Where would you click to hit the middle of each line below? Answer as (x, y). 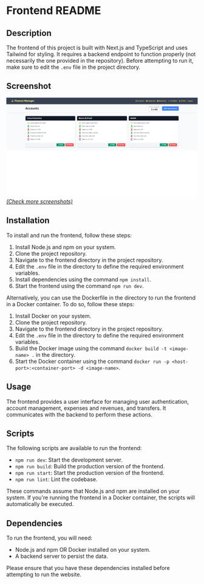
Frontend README (54, 11)
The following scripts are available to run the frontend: (74, 448)
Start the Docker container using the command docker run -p (92, 361)
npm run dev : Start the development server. (69, 460)
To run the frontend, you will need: (49, 538)
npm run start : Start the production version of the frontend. (90, 473)
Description (29, 33)
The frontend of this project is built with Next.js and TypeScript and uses (97, 47)
